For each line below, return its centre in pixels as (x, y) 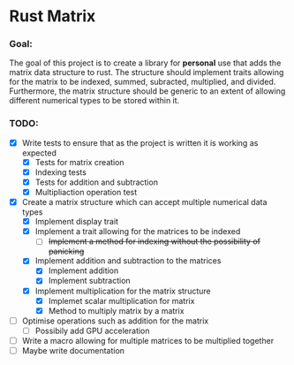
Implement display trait (77, 222)
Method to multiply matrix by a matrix (116, 310)
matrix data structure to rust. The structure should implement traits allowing (147, 72)
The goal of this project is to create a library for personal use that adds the (145, 63)
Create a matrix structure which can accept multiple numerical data (144, 202)
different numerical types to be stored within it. (94, 101)
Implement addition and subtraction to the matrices (128, 261)
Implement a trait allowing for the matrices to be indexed (138, 232)
